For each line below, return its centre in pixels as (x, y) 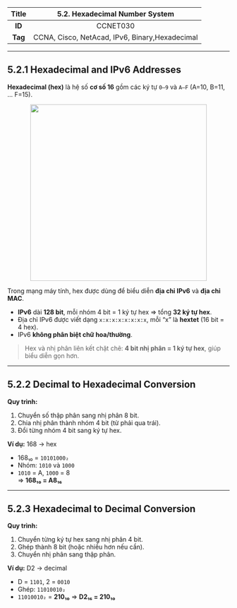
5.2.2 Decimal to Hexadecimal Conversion (102, 385)
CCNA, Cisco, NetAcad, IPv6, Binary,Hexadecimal (115, 37)
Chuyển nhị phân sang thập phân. (67, 554)
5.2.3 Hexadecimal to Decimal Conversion (102, 509)
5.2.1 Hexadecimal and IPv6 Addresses (95, 70)
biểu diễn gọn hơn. (52, 355)
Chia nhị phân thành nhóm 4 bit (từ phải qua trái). (89, 422)
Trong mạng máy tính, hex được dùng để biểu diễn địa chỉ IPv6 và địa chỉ (114, 291)
